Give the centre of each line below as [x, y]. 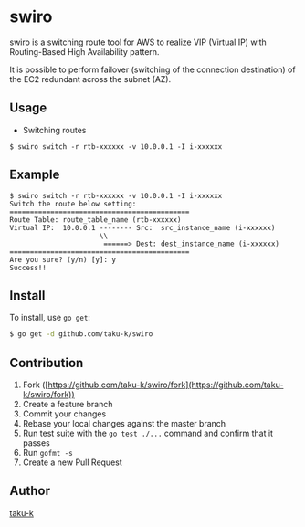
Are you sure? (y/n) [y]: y [63, 259]
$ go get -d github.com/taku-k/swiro [81, 334]
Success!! [28, 268]
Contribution [47, 363]
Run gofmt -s [47, 453]
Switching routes [54, 130]
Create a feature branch [68, 405]
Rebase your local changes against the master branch [124, 424]
